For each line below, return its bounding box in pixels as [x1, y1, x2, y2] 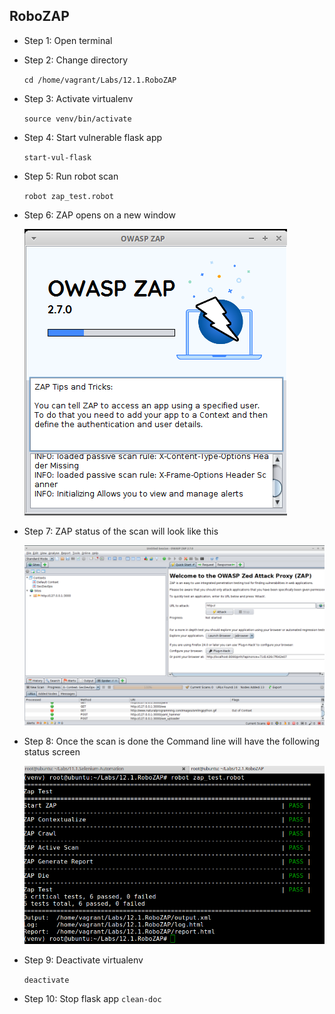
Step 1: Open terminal [23, 34, 113, 46]
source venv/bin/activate [23, 114, 132, 124]
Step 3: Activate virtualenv [23, 92, 134, 104]
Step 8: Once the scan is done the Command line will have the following [23, 735, 321, 747]
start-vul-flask [23, 152, 92, 163]
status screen [23, 745, 81, 758]
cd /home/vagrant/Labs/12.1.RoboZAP [23, 75, 177, 85]
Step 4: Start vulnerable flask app [23, 131, 163, 143]
